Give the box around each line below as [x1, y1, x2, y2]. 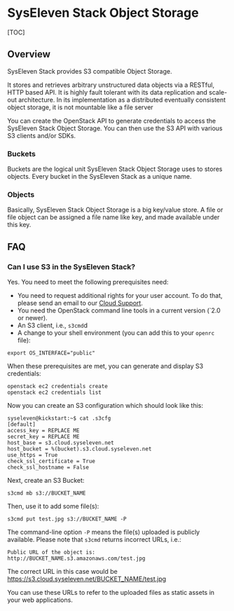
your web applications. [7, 596, 74, 604]
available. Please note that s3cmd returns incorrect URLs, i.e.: [7, 535, 181, 544]
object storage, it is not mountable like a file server [7, 103, 153, 111]
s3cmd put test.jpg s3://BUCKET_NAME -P [7, 516, 128, 523]
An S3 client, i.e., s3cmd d [17, 321, 88, 330]
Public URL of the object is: [7, 549, 96, 556]
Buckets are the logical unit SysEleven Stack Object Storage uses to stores [7, 165, 223, 173]
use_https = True [7, 452, 58, 459]
